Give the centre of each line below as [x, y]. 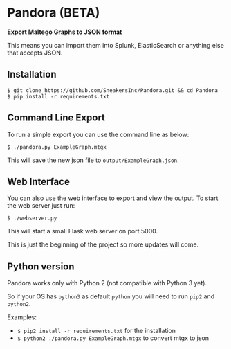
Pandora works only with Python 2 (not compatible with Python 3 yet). [107, 283]
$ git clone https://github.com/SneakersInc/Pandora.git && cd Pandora [112, 90]
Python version [41, 266]
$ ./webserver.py [32, 218]
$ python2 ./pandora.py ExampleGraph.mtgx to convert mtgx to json [113, 338]
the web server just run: [41, 206]
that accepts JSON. [35, 53]
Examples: [22, 317]
